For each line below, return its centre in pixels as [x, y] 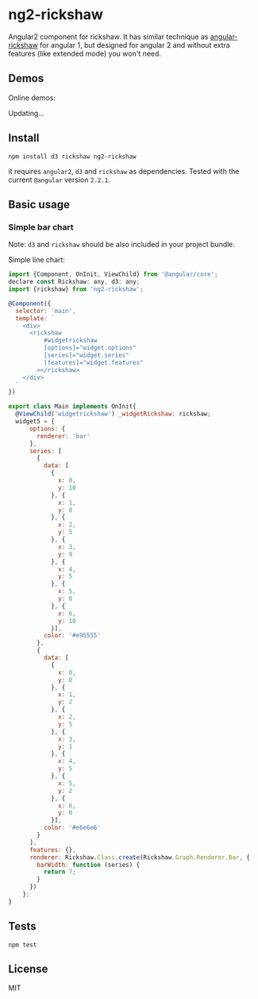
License [28, 968]
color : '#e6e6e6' [72, 828]
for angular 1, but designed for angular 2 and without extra [135, 45]
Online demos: [32, 98]
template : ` [35, 318]
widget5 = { [35, 421]
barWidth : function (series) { [89, 865]
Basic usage [39, 204]
